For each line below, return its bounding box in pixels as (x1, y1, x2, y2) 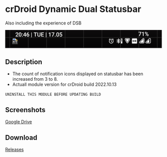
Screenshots (5, 106, 46, 114)
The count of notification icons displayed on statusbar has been (12, 71, 143, 77)
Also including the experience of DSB (5, 20, 82, 26)
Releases (5, 146, 24, 153)
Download (5, 133, 37, 142)
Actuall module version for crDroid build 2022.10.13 (12, 81, 117, 88)
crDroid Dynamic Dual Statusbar (5, 3, 142, 15)
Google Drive (5, 119, 32, 125)
